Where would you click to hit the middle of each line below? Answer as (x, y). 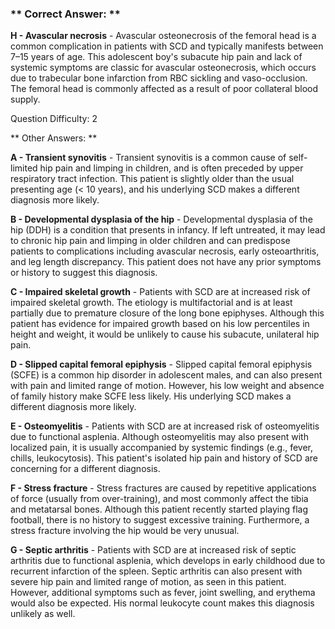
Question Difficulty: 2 (54, 119)
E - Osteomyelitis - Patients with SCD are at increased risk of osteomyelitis (165, 426)
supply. (25, 99)
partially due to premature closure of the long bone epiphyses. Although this (167, 313)
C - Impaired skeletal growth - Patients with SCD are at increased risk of (160, 292)
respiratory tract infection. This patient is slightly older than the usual (152, 179)
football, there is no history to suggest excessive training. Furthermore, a (160, 520)
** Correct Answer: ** (65, 14)
